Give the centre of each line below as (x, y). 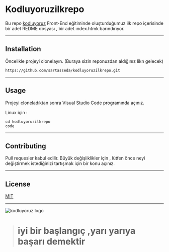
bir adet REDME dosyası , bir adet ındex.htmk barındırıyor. (65, 28)
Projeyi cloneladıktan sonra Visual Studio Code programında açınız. (75, 103)
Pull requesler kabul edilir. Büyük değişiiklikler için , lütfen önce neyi (75, 158)
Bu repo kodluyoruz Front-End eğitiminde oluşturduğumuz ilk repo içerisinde (84, 23)
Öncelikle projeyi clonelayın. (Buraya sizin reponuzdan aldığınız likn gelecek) (84, 61)
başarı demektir (51, 242)
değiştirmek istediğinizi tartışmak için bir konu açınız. (60, 163)
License (18, 184)
